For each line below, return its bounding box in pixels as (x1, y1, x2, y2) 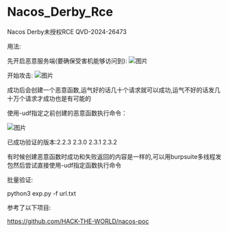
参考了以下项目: (7, 203, 51, 211)
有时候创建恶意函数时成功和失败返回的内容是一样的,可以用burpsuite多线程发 (7, 152, 222, 161)
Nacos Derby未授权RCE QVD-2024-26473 (7, 27, 127, 36)
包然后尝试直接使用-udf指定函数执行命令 (7, 161, 122, 169)
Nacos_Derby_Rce (7, 4, 114, 20)
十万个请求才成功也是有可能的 (7, 94, 91, 103)
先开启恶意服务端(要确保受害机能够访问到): (7, 56, 128, 65)
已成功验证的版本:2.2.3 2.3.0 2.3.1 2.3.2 (7, 138, 118, 146)
